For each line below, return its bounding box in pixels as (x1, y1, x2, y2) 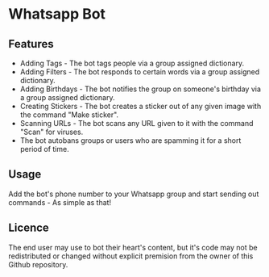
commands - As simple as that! (8, 197, 111, 207)
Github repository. (8, 259, 68, 269)
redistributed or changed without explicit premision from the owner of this (8, 251, 254, 261)
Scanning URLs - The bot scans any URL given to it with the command (19, 119, 254, 128)
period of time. (19, 145, 70, 153)
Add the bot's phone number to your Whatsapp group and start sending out (8, 189, 259, 199)
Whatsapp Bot (8, 5, 106, 23)
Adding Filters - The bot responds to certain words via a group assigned (19, 67, 260, 77)
